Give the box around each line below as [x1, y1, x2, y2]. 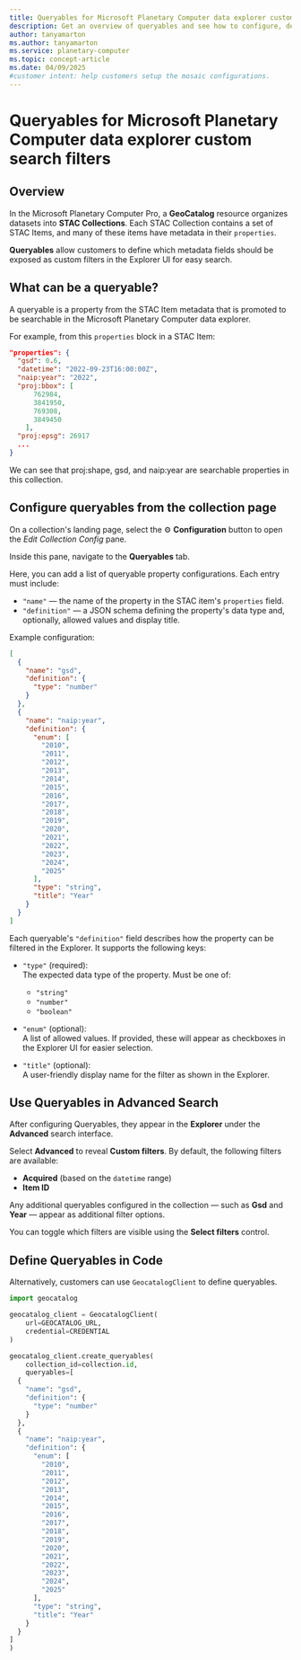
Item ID [21, 1182, 50, 1193]
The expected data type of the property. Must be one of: [21, 969, 231, 980]
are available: [9, 1155, 59, 1166]
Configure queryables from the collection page [9, 500, 277, 516]
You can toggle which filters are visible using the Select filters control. [9, 1227, 271, 1238]
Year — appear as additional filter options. [9, 1209, 166, 1220]
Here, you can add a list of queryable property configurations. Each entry [9, 568, 280, 579]
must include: [9, 578, 60, 588]
